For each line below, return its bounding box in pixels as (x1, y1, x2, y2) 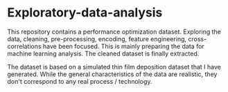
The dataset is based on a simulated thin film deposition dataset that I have (7, 62, 222, 71)
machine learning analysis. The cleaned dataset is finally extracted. (7, 49, 200, 58)
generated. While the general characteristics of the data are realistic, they (7, 70, 218, 78)
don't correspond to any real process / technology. (7, 77, 152, 85)
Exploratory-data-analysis (7, 5, 163, 21)
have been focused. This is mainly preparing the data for (42, 42, 204, 50)
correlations (7, 42, 42, 50)
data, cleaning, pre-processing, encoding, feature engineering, (7, 34, 187, 43)
